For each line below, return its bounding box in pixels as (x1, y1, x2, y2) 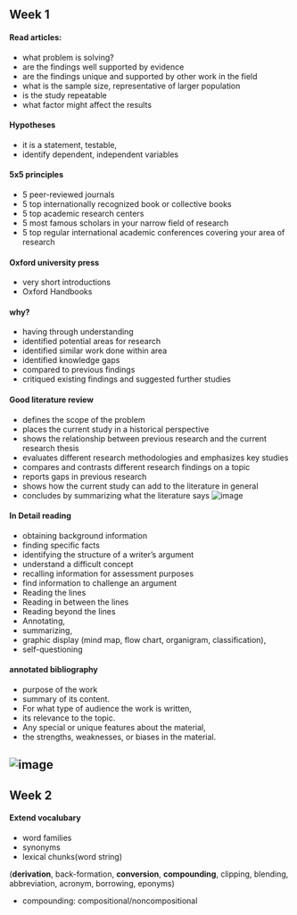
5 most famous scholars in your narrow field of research (21, 218, 229, 228)
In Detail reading (9, 510, 71, 521)
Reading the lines (21, 587, 87, 598)
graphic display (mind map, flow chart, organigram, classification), (21, 634, 267, 645)
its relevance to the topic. (21, 713, 116, 723)
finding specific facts (21, 540, 101, 550)
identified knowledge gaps (21, 355, 120, 366)
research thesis (21, 442, 79, 453)
